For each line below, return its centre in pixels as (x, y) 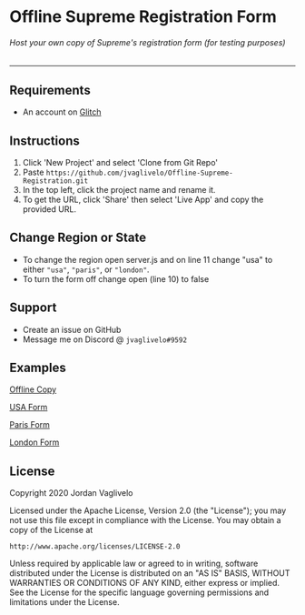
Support (33, 308)
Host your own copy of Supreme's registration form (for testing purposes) (148, 42)
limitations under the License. (64, 602)
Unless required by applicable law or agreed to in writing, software (134, 564)
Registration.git (55, 181)
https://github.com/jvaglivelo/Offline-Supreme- (139, 173)
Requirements (50, 90)
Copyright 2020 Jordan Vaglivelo (71, 493)
